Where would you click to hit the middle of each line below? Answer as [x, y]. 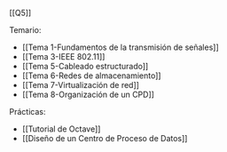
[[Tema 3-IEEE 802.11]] [63, 56]
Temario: [25, 30]
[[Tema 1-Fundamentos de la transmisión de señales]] [120, 47]
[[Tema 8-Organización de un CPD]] [88, 94]
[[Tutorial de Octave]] [61, 129]
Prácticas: [27, 112]
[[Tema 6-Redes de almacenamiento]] [91, 76]
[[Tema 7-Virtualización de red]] [81, 85]
